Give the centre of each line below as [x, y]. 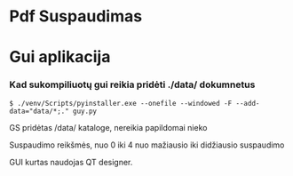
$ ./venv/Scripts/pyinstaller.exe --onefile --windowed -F [121, 103]
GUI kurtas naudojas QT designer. [71, 162]
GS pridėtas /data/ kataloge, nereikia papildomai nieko [108, 127]
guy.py [85, 111]
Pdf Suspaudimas [76, 16]
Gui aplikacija [60, 57]
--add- [248, 103]
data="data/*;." [39, 111]
